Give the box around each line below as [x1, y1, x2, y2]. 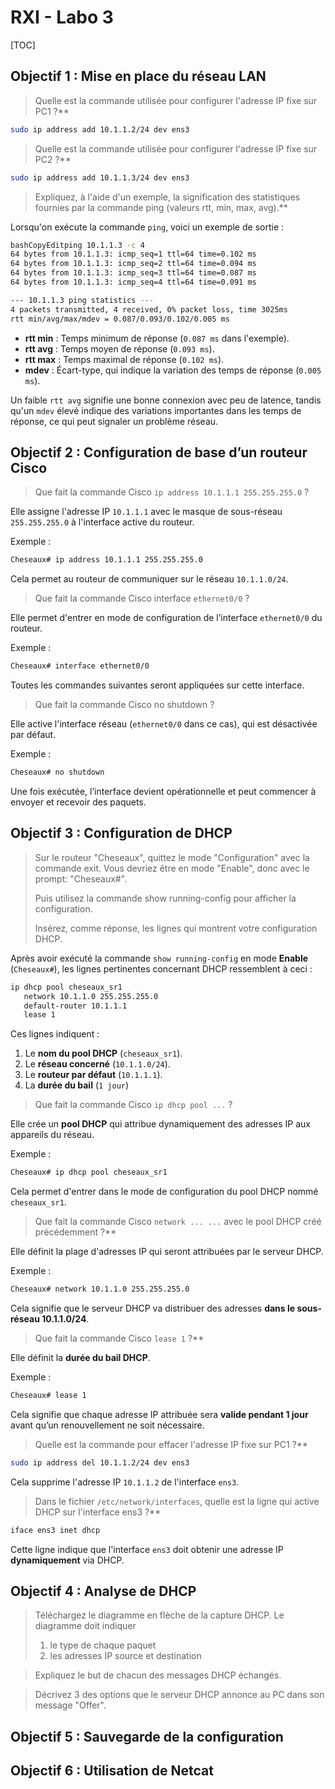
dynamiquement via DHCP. [10, 1554, 125, 1566]
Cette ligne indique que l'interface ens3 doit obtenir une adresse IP [10, 1543, 284, 1555]
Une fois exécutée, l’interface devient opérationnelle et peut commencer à [10, 785, 317, 797]
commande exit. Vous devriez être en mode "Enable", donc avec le [34, 862, 310, 874]
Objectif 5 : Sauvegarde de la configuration [10, 1728, 284, 1745]
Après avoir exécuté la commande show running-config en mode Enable [10, 952, 309, 964]
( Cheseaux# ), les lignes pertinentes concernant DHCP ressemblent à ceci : [10, 962, 313, 975]
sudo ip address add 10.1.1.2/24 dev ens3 [10, 124, 190, 135]
